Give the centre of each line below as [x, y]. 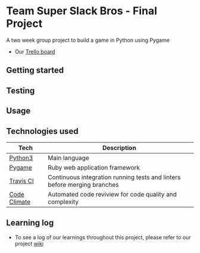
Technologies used [42, 131]
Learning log [30, 223]
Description [119, 148]
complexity [63, 202]
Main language [68, 158]
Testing [21, 90]
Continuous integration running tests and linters [114, 177]
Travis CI [21, 181]
